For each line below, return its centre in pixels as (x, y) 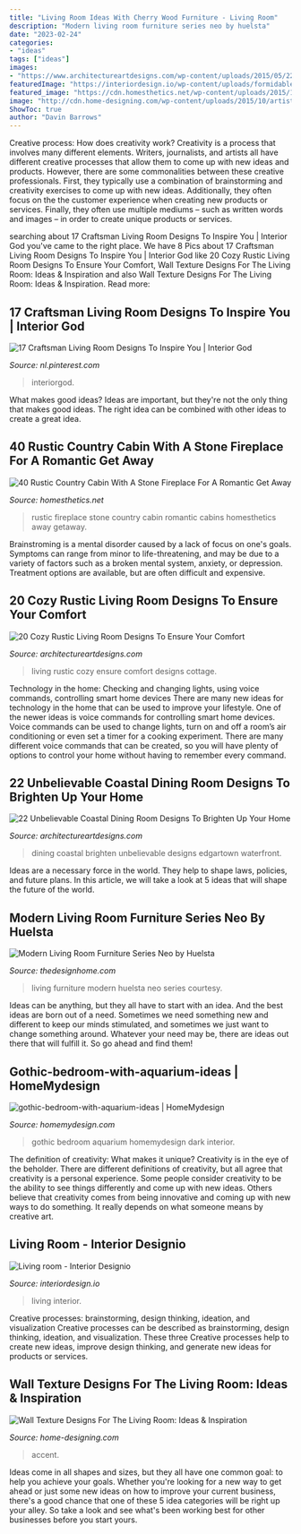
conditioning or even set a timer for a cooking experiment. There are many (146, 736)
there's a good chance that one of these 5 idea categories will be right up (145, 1500)
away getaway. (59, 527)
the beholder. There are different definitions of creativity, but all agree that (146, 1169)
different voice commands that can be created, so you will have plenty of (144, 745)
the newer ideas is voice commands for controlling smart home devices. (142, 716)
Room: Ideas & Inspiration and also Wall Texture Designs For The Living (141, 275)
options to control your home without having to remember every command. (148, 755)
